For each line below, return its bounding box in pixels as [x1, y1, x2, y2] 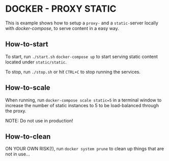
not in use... [5, 151, 30, 157]
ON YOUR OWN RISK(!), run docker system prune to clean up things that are [5, 146, 164, 152]
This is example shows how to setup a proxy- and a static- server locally [5, 20, 159, 26]
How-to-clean [5, 132, 51, 141]
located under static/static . [5, 59, 67, 65]
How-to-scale [5, 83, 50, 92]
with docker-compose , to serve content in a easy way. [5, 25, 120, 31]
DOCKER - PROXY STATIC [5, 3, 117, 15]
